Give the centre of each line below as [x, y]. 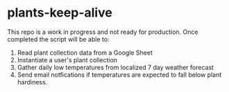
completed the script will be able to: [58, 39]
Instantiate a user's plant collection [67, 59]
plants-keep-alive [60, 13]
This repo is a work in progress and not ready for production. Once [103, 32]
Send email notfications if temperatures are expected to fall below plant [119, 75]
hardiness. [32, 82]
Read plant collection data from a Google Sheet [85, 53]
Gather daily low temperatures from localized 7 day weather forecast [115, 67]
